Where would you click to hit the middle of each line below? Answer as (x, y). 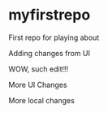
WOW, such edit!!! (39, 69)
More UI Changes (38, 85)
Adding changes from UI (50, 53)
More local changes (41, 100)
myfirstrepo (50, 15)
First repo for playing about (54, 37)
